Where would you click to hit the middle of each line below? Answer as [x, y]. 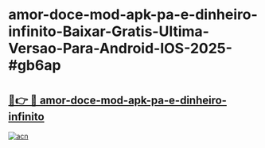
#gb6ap [35, 66]
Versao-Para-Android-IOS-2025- [121, 49]
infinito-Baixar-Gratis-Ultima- [109, 31]
